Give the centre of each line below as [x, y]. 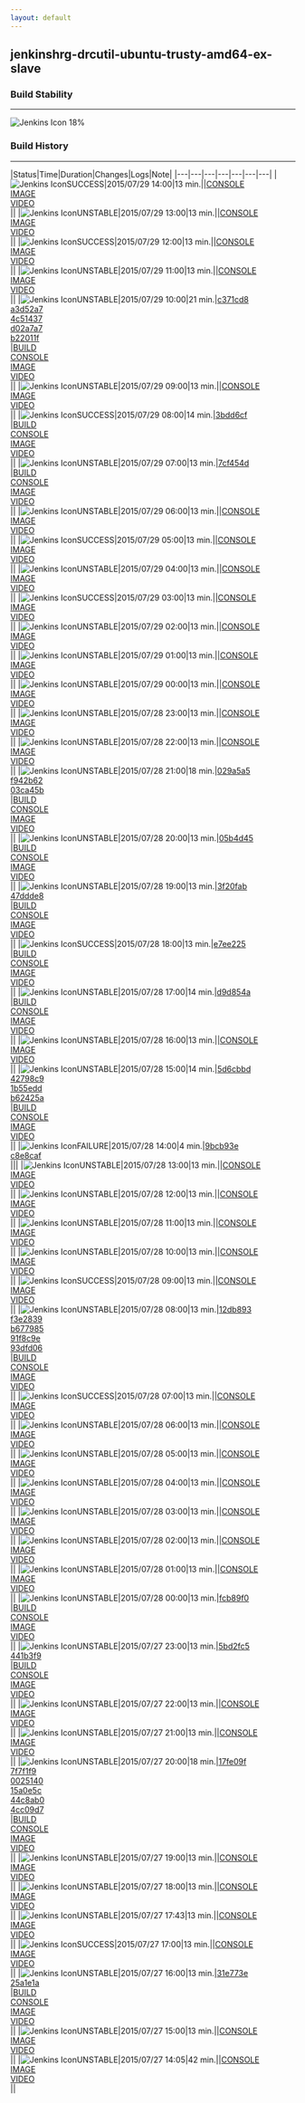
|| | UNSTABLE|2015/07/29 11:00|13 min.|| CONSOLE [133, 270]
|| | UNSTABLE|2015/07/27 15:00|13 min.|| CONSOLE [134, 2031]
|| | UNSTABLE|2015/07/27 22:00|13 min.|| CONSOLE [135, 1704]
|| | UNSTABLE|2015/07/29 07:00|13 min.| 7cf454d [130, 463]
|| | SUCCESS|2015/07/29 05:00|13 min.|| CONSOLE [133, 540]
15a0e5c [26, 1790]
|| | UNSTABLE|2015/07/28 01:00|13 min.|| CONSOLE [134, 1569]
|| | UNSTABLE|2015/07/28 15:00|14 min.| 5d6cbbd [131, 1068]
